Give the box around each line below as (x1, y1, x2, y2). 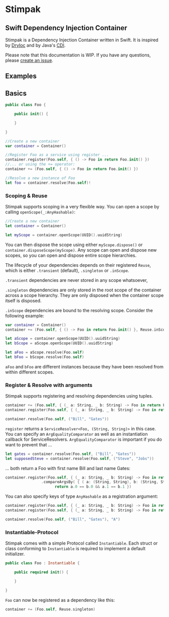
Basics (5, 89, 27, 98)
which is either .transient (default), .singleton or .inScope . (5, 267, 129, 273)
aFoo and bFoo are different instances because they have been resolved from (5, 363, 164, 369)
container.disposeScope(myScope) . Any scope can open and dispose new (5, 247, 157, 253)
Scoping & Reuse (5, 192, 48, 199)
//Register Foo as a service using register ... (5, 152, 109, 158)
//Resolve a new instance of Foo (5, 175, 75, 181)
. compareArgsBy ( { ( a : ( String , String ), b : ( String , (41, 480, 159, 485)
